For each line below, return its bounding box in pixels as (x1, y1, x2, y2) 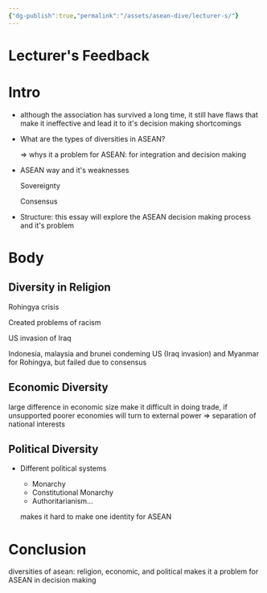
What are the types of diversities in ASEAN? (19, 134, 166, 143)
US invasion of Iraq (8, 333, 72, 343)
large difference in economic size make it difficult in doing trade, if (8, 402, 228, 411)
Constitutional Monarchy (31, 488, 114, 497)
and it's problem (19, 220, 75, 230)
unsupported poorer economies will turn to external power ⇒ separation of (8, 410, 257, 420)
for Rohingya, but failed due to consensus (8, 357, 147, 367)
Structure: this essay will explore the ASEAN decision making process (19, 212, 252, 221)
